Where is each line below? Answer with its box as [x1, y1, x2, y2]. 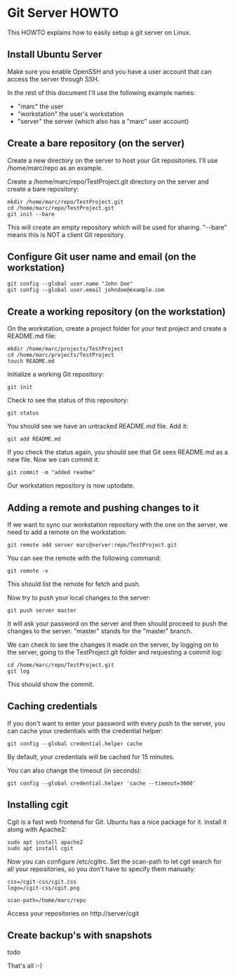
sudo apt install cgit [7, 844, 74, 852]
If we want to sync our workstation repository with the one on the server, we [7, 521, 228, 528]
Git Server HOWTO [7, 5, 119, 21]
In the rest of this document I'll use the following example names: [7, 88, 196, 96]
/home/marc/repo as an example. [7, 163, 104, 172]
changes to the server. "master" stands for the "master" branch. [7, 627, 193, 635]
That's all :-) [7, 962, 43, 970]
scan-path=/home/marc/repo [7, 896, 86, 904]
